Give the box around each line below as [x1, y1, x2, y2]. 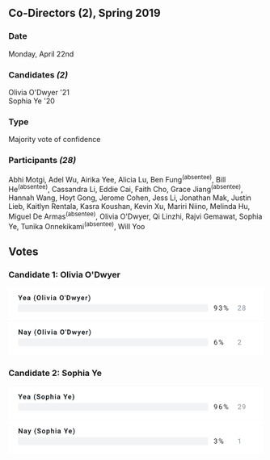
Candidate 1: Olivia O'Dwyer [8, 269, 121, 280]
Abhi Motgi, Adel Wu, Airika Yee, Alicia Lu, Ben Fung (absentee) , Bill [8, 173, 226, 184]
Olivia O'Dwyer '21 [8, 87, 70, 97]
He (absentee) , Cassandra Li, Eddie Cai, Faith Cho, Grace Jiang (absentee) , [8, 183, 244, 194]
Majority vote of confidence [8, 135, 101, 144]
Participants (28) [8, 155, 77, 166]
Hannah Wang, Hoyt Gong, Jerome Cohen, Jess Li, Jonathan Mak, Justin [8, 193, 252, 203]
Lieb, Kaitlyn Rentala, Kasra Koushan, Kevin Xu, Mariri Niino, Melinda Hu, [8, 201, 251, 211]
